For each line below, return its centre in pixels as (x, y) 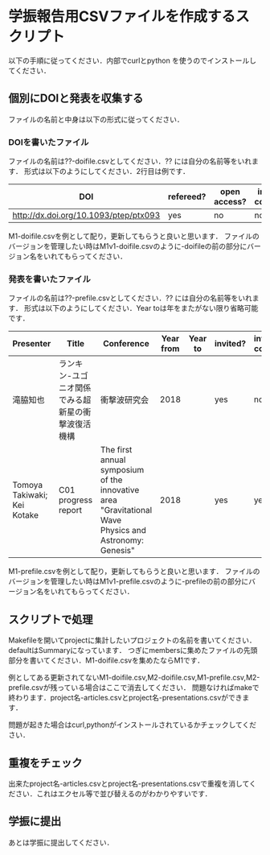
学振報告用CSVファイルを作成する (122, 17)
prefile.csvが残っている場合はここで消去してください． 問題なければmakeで (134, 688)
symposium (122, 470)
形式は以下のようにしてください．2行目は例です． (107, 171)
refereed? (187, 196)
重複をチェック (45, 763)
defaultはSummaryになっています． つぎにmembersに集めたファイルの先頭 (133, 651)
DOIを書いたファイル (49, 142)
